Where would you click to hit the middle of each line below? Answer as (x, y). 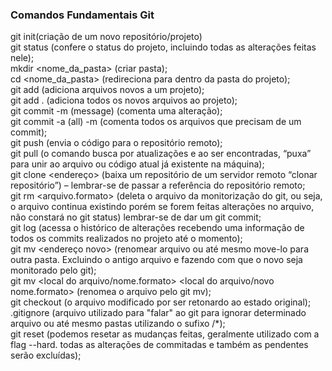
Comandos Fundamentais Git (82, 15)
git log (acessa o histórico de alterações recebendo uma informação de (157, 228)
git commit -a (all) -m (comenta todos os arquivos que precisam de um (156, 122)
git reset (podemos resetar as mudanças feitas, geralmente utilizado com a (165, 334)
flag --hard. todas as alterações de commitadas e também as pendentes (159, 345)
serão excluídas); (46, 355)
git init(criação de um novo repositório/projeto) (106, 37)
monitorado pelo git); (53, 270)
